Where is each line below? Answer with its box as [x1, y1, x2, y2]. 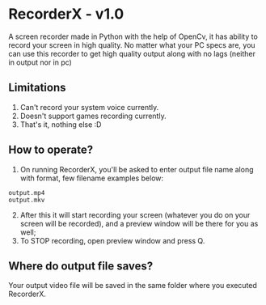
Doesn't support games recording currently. [19, 111, 167, 121]
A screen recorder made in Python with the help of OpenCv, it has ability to [8, 32, 259, 41]
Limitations [8, 81, 66, 95]
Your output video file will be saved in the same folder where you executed [8, 281, 257, 290]
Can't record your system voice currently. [19, 102, 159, 112]
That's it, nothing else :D [19, 119, 102, 129]
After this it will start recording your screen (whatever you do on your [19, 210, 251, 219]
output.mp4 [8, 189, 45, 197]
